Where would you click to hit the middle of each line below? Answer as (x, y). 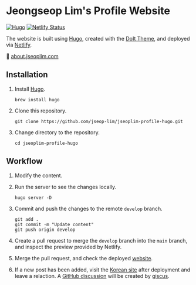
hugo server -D (33, 198)
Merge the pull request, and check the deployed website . (84, 258)
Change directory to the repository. (57, 132)
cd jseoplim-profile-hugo (46, 143)
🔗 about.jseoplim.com (32, 56)
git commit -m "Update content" (54, 224)
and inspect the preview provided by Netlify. (68, 247)
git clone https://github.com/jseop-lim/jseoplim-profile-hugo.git (99, 121)
